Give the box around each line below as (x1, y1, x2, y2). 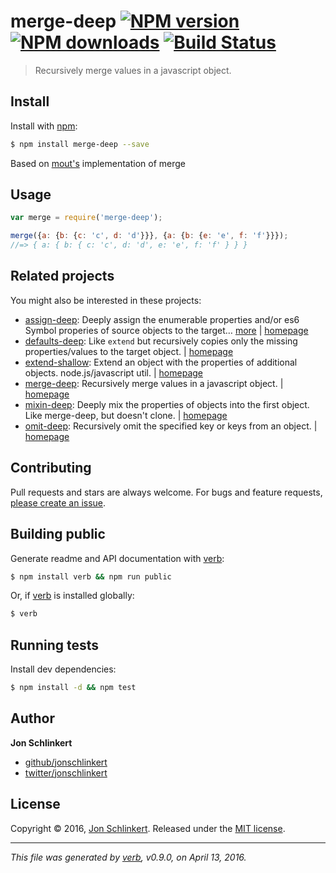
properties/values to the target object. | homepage (24, 345, 234, 357)
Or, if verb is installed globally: (10, 590, 135, 602)
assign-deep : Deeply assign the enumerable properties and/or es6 (24, 313, 300, 325)
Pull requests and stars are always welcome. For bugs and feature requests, (10, 486, 323, 498)
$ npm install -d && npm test (10, 683, 137, 693)
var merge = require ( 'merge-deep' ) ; (10, 213, 163, 223)
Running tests (10, 636, 100, 654)
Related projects (10, 268, 115, 285)
